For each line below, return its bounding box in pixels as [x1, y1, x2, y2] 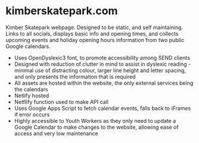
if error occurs [14, 111, 50, 118]
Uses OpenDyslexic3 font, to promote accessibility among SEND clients [14, 54, 190, 61]
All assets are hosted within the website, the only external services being [14, 79, 194, 87]
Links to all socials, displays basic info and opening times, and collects [5, 30, 179, 37]
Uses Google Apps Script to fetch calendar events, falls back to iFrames [14, 104, 191, 112]
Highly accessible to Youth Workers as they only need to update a [14, 117, 176, 124]
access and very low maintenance [14, 129, 99, 137]
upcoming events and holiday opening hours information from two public [5, 36, 185, 43]
